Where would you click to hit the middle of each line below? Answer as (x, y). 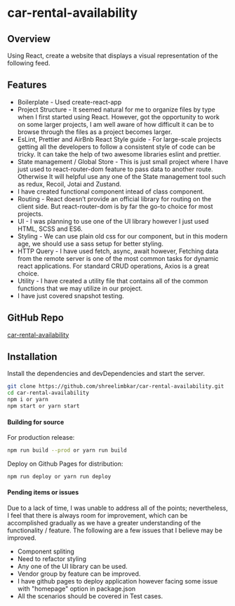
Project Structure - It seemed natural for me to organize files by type (116, 109)
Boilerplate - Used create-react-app (69, 102)
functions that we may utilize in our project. (80, 288)
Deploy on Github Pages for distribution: (65, 464)
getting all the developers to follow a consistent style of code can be (116, 147)
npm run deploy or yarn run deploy (59, 477)
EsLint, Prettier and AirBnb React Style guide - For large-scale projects (120, 139)
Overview (29, 39)
